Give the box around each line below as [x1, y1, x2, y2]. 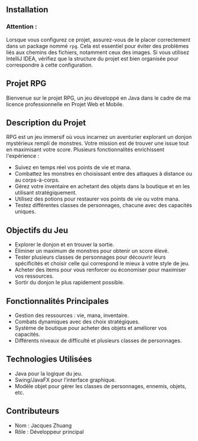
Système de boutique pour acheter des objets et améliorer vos [14, 324, 167, 331]
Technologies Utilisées [6, 354, 92, 364]
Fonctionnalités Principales [6, 296, 109, 306]
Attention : [6, 23, 37, 31]
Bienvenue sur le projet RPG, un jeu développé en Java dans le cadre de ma [6, 94, 191, 101]
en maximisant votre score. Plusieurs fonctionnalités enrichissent [6, 146, 164, 153]
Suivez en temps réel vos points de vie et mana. [14, 164, 132, 171]
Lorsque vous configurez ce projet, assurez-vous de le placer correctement [6, 36, 191, 43]
